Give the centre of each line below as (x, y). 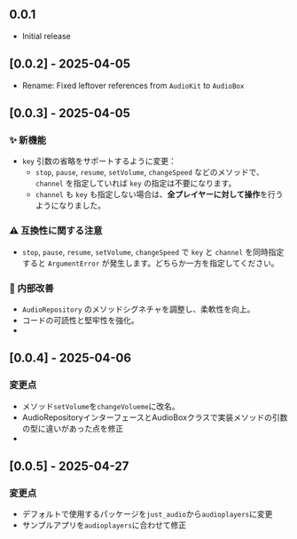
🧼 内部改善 (32, 288)
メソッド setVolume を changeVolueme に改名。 (101, 406)
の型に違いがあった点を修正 (73, 428)
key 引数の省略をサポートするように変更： (99, 161)
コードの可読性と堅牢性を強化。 (80, 320)
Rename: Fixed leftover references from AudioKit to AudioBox (133, 85)
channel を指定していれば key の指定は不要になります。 (136, 183)
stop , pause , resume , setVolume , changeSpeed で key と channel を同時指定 (153, 251)
